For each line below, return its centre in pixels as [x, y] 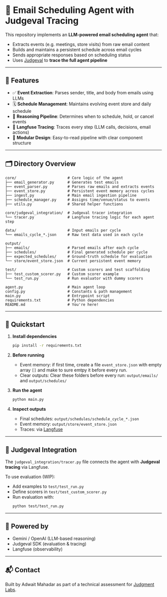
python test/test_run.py [38, 506]
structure [22, 143]
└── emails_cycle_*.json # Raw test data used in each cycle [74, 235]
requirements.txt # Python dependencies [60, 300]
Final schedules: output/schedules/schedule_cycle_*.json [79, 419]
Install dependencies [35, 336]
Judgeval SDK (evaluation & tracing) [49, 544]
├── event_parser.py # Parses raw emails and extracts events [80, 187]
